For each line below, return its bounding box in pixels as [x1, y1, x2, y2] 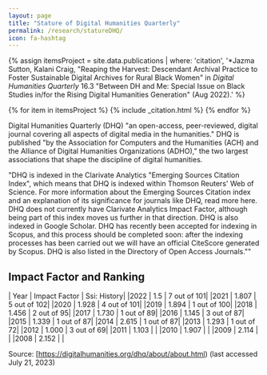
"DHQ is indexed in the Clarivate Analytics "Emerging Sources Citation [8, 170, 240, 180]
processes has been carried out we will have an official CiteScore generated [8, 238, 260, 248]
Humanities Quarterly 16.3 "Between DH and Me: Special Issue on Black [8, 82, 245, 91]
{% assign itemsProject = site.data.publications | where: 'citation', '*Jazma [8, 56, 255, 66]
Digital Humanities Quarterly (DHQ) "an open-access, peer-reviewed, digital [8, 121, 258, 130]
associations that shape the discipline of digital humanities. [8, 155, 203, 165]
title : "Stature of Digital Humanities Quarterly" [8, 19, 181, 27]
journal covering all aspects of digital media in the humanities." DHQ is [8, 130, 240, 139]
